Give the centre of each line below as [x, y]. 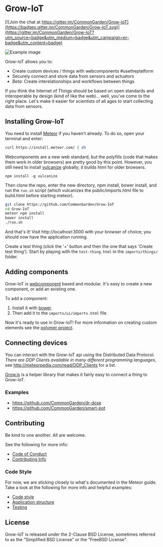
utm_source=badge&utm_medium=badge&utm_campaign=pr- [67, 38]
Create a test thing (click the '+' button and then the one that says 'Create [79, 246]
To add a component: [26, 298]
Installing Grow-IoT [35, 122]
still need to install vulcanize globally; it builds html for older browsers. [75, 167]
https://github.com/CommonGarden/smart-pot [59, 408]
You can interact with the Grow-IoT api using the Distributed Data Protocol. [80, 355]
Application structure [33, 502]
